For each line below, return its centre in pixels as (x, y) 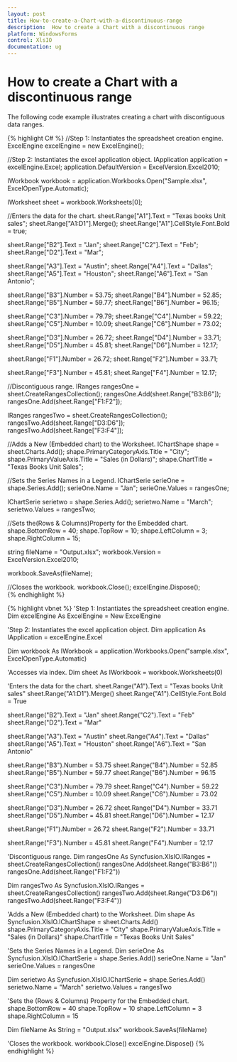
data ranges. (26, 124)
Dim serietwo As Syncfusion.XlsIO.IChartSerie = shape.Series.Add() (106, 979)
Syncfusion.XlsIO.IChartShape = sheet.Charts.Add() (83, 921)
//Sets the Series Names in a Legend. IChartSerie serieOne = (96, 480)
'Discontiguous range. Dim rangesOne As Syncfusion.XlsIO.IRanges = (109, 856)
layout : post (27, 14)
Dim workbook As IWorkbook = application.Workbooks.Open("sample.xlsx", (118, 651)
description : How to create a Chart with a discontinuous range (106, 27)
